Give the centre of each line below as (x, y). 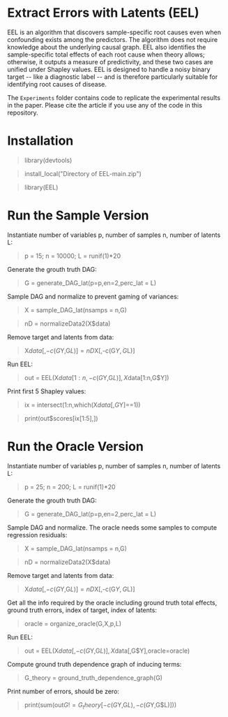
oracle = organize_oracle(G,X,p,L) (73, 623)
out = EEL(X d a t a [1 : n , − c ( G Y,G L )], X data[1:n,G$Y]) (97, 377)
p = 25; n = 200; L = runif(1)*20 (70, 486)
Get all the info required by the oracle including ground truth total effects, (112, 602)
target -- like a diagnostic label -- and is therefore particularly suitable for (113, 77)
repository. (23, 113)
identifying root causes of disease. (57, 84)
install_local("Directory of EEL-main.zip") (83, 173)
